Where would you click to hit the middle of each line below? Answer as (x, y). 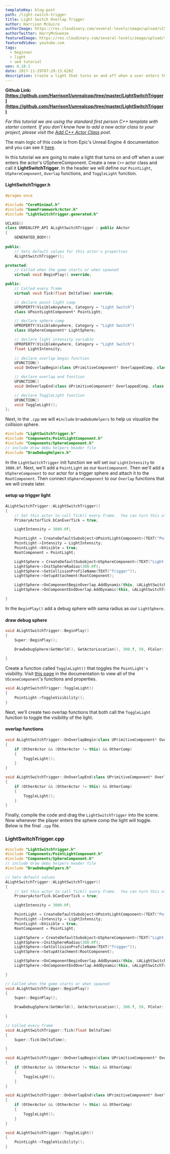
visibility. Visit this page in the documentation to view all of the (70, 674)
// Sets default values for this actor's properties (71, 251)
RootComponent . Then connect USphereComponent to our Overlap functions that (85, 478)
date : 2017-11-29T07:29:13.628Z (39, 71)
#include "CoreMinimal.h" (32, 205)
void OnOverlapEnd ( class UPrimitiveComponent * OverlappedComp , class (89, 386)
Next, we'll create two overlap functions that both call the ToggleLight (78, 712)
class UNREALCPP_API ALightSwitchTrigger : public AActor (68, 228)
